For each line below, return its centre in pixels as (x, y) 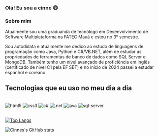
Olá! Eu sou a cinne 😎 (32, 8)
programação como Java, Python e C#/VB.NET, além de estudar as (73, 52)
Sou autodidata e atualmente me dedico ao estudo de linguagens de (74, 47)
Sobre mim (18, 21)
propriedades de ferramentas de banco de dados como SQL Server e (76, 57)
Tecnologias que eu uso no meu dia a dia (68, 88)
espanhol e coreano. (26, 73)
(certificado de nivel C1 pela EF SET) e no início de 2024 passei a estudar (79, 67)
